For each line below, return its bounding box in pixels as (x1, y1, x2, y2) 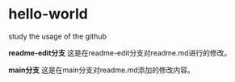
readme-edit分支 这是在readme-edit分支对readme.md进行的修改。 (8, 47, 232, 57)
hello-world (8, 5, 89, 23)
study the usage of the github (8, 31, 107, 41)
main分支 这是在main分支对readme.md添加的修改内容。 (8, 65, 195, 75)
